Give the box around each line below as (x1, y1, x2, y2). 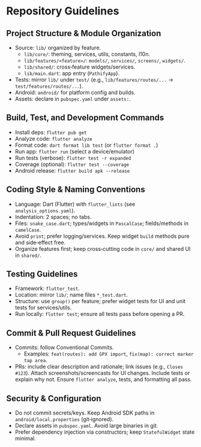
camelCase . (14, 226, 41, 233)
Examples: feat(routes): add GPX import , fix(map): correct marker (23, 350, 194, 357)
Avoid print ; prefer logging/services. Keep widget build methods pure (14, 232, 190, 239)
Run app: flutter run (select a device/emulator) (14, 147, 135, 155)
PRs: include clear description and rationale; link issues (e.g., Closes (14, 363, 184, 371)
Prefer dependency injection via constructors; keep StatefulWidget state (14, 428, 195, 436)
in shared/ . (14, 251, 42, 259)
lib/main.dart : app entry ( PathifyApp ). (23, 70, 120, 76)
